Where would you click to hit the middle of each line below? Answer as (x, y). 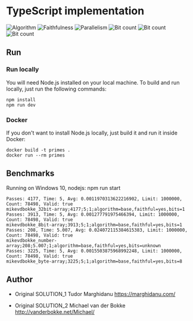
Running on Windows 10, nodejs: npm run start (63, 188)
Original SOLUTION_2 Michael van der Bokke (70, 306)
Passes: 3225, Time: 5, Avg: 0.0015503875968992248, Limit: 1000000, (94, 251)
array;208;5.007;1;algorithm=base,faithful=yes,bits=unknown (84, 245)
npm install (21, 99)
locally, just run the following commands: (56, 89)
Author (19, 280)
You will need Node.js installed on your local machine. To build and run (93, 82)
